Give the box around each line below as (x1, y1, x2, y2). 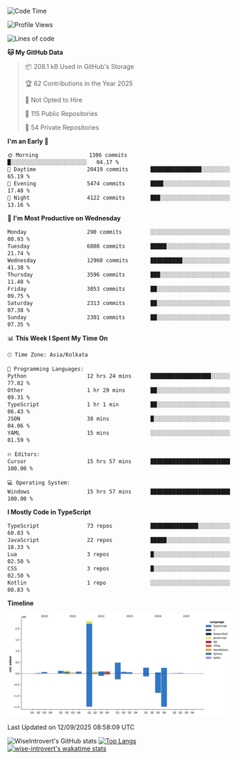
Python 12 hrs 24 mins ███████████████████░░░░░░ (7, 373, 231, 380)
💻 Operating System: (7, 479, 71, 487)
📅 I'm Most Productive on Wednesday (7, 214, 121, 222)
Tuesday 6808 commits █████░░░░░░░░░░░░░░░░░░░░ (7, 243, 231, 250)
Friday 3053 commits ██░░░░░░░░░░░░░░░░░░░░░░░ (7, 285, 231, 292)
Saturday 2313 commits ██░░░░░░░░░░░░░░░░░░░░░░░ (7, 299, 231, 307)
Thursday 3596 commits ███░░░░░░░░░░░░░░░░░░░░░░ (7, 271, 231, 278)
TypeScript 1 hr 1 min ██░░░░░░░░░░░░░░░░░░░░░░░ (7, 401, 231, 408)
